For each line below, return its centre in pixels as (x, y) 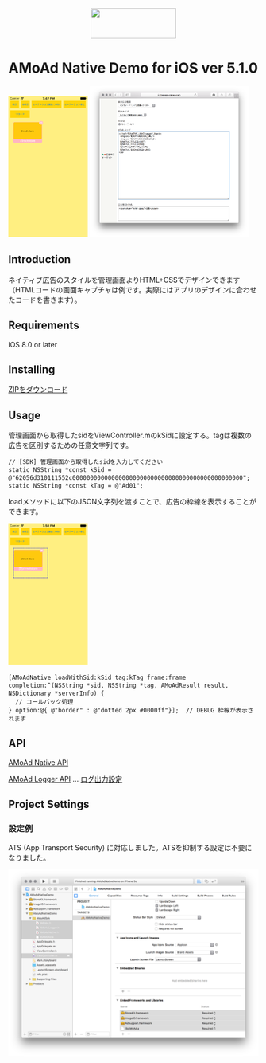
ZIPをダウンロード (38, 390)
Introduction (40, 259)
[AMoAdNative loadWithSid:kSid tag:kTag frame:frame (97, 678)
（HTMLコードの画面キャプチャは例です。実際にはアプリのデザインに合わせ (133, 289)
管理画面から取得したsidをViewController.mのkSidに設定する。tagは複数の (130, 435)
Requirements (44, 326)
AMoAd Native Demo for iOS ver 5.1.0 (133, 68)
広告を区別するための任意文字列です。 (71, 445)
